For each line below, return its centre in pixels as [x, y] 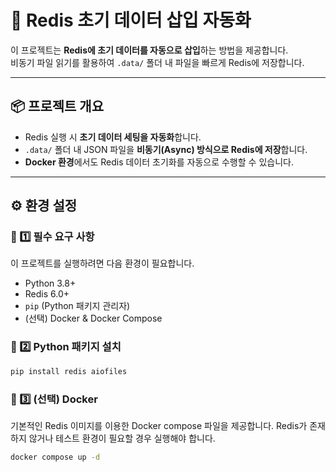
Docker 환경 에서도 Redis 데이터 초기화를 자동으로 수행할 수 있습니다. [159, 162]
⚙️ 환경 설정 [44, 206]
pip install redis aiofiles [69, 371]
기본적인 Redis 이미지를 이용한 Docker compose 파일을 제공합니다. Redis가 [159, 425]
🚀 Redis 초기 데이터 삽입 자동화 [131, 20]
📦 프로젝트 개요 [57, 106]
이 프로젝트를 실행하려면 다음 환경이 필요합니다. [102, 263]
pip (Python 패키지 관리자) [77, 306]
